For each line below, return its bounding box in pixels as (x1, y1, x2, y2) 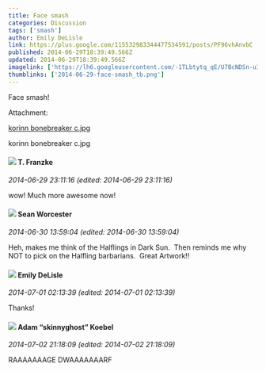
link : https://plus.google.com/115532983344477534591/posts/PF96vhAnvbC (8, 41, 253, 49)
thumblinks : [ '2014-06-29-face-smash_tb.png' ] (8, 71, 165, 78)
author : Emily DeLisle (8, 33, 83, 42)
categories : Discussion (8, 19, 87, 27)
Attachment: (8, 108, 49, 117)
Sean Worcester (17, 209, 73, 219)
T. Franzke (17, 158, 54, 167)
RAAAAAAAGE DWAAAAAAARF (8, 355, 112, 365)
